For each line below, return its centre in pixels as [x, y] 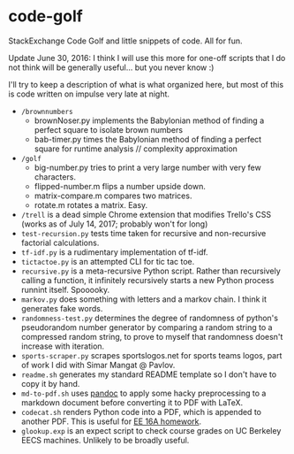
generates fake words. [62, 308]
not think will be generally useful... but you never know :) [111, 67]
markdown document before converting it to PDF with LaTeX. [132, 402]
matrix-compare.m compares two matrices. [113, 196]
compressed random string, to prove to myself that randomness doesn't [152, 336]
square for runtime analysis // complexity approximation [136, 149]
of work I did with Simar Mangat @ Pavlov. [98, 365]
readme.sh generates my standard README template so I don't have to [149, 374]
